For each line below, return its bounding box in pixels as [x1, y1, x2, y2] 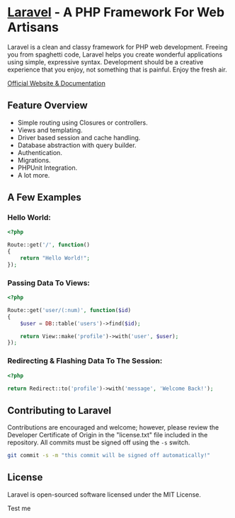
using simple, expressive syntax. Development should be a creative [7, 57, 204, 66]
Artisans [7, 19, 59, 35]
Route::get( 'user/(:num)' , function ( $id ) [7, 306, 132, 313]
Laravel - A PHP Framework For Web [7, 4, 225, 21]
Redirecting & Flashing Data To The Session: [7, 356, 163, 366]
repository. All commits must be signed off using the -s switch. [7, 438, 190, 447]
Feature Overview [7, 100, 88, 112]
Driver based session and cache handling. [17, 133, 141, 142]
